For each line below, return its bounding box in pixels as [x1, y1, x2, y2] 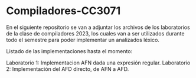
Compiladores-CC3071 [6, 4, 121, 18]
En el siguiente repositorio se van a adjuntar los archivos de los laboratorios [6, 24, 190, 31]
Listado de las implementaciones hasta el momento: [6, 47, 133, 54]
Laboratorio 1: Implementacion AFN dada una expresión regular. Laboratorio [6, 59, 191, 66]
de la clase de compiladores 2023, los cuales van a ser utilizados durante [6, 30, 185, 37]
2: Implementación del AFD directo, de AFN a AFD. [6, 65, 129, 72]
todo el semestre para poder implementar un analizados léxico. [6, 36, 159, 43]
